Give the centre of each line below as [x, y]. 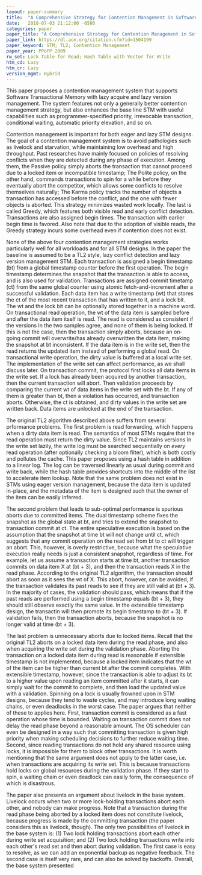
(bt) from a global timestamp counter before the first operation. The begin [98, 268]
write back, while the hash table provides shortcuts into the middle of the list [101, 472]
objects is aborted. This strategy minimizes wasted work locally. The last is [99, 205]
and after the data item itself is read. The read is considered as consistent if [100, 319]
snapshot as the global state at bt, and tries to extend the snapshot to [92, 522]
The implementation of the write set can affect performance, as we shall [96, 364]
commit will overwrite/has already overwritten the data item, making [106, 338]
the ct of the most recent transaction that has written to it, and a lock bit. [96, 300]
